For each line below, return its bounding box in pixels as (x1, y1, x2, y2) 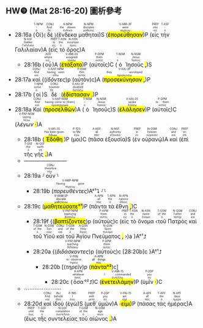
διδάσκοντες (56, 248, 89, 255)
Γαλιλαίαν (14, 45, 42, 53)
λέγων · (17, 120, 37, 128)
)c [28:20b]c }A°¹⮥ (116, 248, 163, 255)
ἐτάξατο (61, 61, 83, 68)
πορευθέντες (53, 187, 87, 194)
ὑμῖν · (142, 278, 157, 285)
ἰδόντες (46, 75, 65, 83)
